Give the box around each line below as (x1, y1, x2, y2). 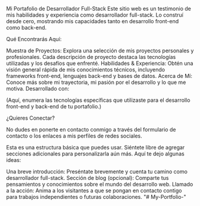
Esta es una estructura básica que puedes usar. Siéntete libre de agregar (6, 144, 185, 151)
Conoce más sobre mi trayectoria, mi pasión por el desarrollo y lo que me (6, 79, 186, 86)
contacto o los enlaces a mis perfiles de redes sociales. (6, 132, 142, 139)
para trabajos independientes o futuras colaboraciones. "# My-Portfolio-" (6, 193, 186, 200)
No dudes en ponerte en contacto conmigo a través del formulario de (6, 126, 176, 133)
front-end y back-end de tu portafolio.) (6, 103, 102, 110)
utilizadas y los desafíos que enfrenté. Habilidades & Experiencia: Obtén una (6, 60, 193, 67)
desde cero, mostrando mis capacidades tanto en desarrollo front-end (6, 18, 179, 24)
